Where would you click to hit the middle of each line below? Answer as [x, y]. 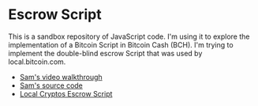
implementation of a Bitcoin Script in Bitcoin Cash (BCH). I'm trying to [121, 44]
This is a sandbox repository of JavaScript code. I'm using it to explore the [129, 36]
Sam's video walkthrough [61, 77]
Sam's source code [51, 85]
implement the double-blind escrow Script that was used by [105, 53]
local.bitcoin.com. [37, 62]
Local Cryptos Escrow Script [66, 93]
